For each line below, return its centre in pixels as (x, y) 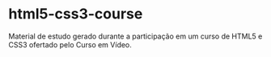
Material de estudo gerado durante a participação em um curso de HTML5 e (135, 36)
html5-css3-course (76, 14)
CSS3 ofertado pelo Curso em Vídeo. (70, 44)
